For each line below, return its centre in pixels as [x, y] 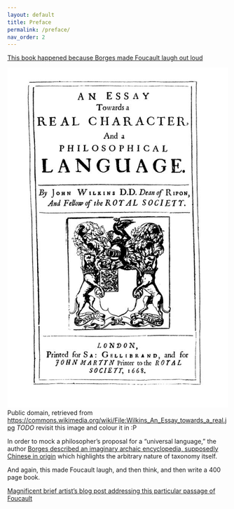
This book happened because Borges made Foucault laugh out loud [105, 58]
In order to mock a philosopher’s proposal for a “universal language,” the [112, 441]
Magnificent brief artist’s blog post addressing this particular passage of [111, 491]
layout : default [31, 15]
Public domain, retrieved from [50, 412]
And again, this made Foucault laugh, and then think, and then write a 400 [114, 470]
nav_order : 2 [26, 37]
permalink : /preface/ [39, 29]
